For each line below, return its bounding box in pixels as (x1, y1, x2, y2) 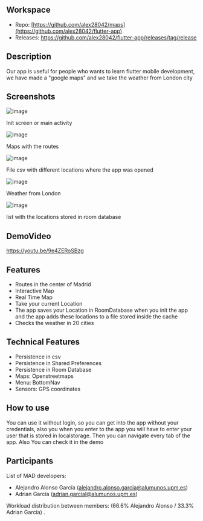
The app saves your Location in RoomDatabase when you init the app (14, 306, 188, 314)
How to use (6, 403, 50, 413)
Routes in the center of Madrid (14, 281, 91, 288)
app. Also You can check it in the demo (6, 438, 104, 445)
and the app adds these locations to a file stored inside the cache (14, 313, 178, 320)
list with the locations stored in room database (6, 213, 121, 221)
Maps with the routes (6, 143, 59, 150)
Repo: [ (14, 21, 33, 28)
